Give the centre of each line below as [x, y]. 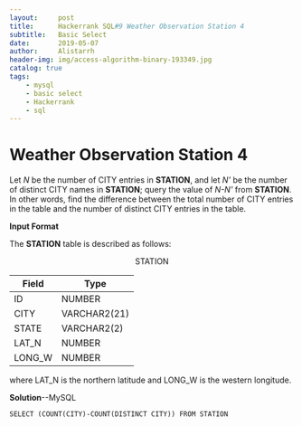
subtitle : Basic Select [58, 34]
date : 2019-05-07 [54, 43]
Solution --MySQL [43, 398]
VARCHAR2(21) [95, 314]
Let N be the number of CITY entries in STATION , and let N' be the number [148, 180]
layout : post [42, 18]
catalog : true [36, 69]
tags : [19, 77]
